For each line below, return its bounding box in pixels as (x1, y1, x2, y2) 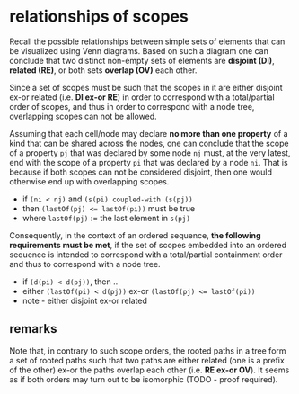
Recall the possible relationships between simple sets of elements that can (9, 36, 286, 47)
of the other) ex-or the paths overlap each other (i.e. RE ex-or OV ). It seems (9, 364, 290, 375)
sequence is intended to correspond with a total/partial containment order (9, 249, 283, 260)
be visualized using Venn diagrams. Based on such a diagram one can (9, 45, 269, 56)
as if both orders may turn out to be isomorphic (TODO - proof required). (9, 373, 278, 384)
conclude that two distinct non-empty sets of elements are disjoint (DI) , (9, 55, 276, 66)
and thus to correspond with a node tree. (9, 258, 161, 269)
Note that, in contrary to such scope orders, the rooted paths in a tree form (9, 345, 286, 356)
